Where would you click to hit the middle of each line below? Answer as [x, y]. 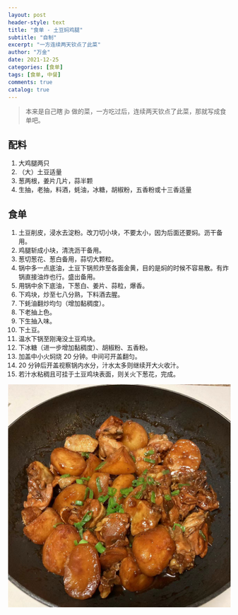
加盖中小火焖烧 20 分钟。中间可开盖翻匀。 [80, 356]
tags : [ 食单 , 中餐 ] [35, 74]
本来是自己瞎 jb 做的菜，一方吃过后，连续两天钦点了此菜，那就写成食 [126, 111]
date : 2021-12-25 [34, 60]
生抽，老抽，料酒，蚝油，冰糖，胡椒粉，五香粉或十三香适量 [105, 190]
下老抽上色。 [37, 312]
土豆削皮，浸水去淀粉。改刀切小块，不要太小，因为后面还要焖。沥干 [117, 232]
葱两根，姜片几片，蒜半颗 [55, 181]
